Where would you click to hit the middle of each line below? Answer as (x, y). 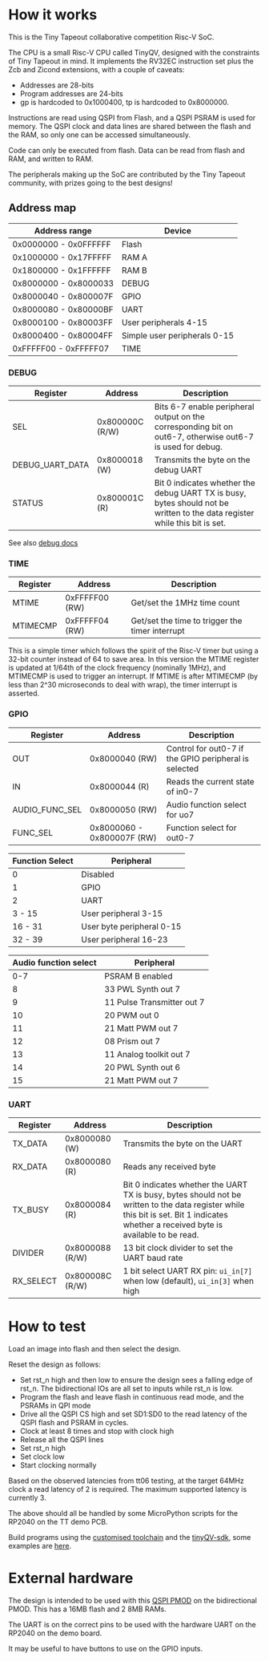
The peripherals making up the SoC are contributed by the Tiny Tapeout (127, 174)
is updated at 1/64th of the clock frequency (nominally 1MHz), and (117, 668)
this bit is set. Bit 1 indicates (175, 1214)
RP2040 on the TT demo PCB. (58, 1521)
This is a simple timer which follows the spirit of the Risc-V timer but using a (133, 650)
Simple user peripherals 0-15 (178, 335)
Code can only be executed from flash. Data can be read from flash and (127, 150)
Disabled (98, 874)
